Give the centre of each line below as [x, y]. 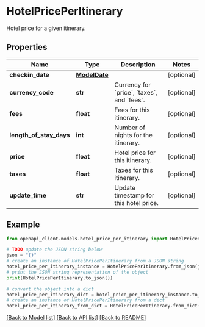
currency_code [31, 92]
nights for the [134, 135]
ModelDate [92, 74]
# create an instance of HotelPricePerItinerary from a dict [86, 300]
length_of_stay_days [40, 135]
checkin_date [30, 74]
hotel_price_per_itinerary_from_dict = [57, 306]
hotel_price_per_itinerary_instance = [56, 267]
